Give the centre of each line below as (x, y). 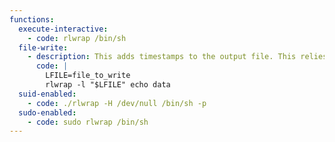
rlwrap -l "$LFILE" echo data (108, 85)
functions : (32, 19)
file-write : (43, 47)
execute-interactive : (63, 29)
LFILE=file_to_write (88, 76)
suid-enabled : (47, 94)
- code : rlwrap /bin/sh (77, 38)
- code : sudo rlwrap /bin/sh (88, 122)
